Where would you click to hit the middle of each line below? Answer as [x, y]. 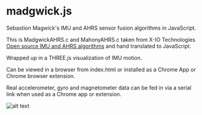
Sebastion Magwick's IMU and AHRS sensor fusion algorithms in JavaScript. [101, 28]
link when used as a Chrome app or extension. [64, 94]
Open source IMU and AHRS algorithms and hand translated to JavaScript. [99, 46]
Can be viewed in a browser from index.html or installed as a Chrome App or [101, 69]
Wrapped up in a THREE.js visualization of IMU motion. [74, 57]
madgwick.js [39, 11]
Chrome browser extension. [41, 76]
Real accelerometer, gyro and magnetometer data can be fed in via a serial [99, 87]
